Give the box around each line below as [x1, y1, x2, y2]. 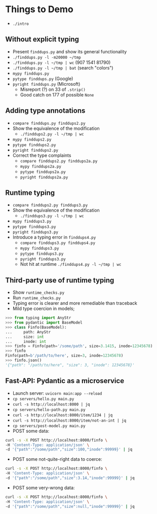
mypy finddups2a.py [20, 164, 62, 169]
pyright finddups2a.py [20, 175, 68, 180]
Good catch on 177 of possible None [20, 91, 94, 97]
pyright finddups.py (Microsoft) [12, 81, 81, 87]
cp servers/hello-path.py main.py [12, 407, 86, 412]
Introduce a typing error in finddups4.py [12, 234, 96, 241]
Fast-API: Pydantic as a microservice [5, 376, 125, 385]
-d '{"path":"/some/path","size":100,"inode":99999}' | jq [5, 447, 133, 452]
